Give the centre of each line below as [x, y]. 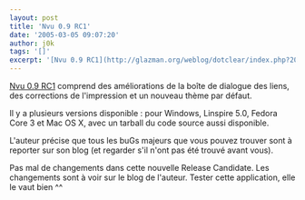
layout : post [34, 18]
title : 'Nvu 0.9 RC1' [50, 26]
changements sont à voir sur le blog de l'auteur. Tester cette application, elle [152, 177]
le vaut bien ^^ [36, 187]
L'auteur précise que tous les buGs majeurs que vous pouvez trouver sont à [151, 140]
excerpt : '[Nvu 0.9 [46, 60]
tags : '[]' [30, 52]
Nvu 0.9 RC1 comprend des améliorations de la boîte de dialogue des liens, [150, 86]
